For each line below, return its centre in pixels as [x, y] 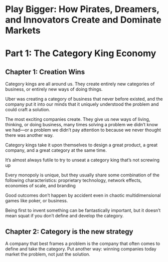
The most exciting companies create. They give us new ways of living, [78, 119]
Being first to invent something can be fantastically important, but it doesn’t [83, 210]
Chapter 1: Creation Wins [45, 72]
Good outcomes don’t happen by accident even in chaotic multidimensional [83, 195]
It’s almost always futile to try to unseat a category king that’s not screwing [82, 160]
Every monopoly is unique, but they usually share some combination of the [82, 175]
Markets [23, 31]
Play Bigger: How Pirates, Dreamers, [82, 9]
